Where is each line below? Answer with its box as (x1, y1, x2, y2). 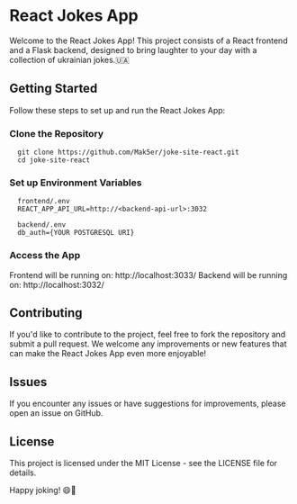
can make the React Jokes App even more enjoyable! (9, 348, 207, 359)
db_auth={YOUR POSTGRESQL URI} (17, 229, 135, 238)
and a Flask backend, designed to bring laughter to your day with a (9, 44, 257, 55)
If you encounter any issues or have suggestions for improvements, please (9, 398, 286, 409)
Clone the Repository (9, 127, 104, 139)
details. (9, 467, 37, 478)
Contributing (9, 305, 83, 320)
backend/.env (17, 220, 67, 229)
